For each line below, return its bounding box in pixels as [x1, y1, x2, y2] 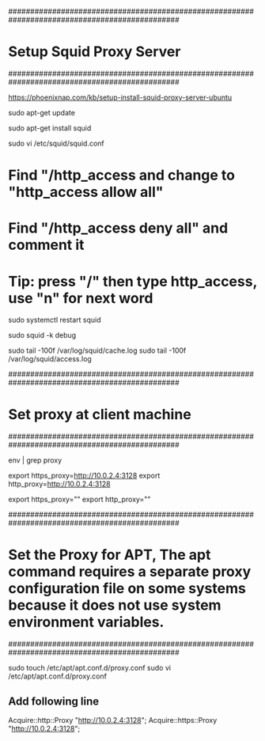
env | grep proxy [8, 456, 62, 465]
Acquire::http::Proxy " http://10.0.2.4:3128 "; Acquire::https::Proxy [8, 715, 218, 724]
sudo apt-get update [8, 108, 75, 117]
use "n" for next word [8, 289, 153, 307]
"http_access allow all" [8, 183, 164, 201]
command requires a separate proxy [8, 563, 252, 580]
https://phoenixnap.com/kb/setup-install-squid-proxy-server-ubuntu [8, 93, 233, 102]
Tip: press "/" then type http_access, [8, 272, 257, 290]
